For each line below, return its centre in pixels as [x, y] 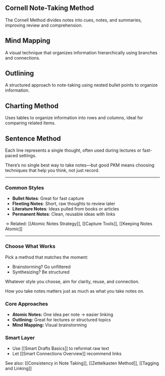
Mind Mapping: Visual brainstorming [49, 325]
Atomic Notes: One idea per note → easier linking [63, 314]
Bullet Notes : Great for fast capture [48, 199]
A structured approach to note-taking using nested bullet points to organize [82, 85]
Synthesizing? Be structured [41, 272]
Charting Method [32, 106]
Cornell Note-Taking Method [50, 8]
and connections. [23, 58]
